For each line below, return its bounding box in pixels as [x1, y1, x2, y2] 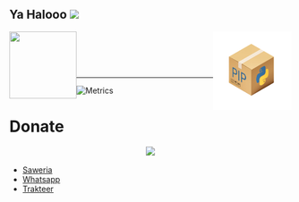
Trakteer [21, 183, 54, 194]
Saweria [21, 164, 53, 175]
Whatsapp [21, 173, 61, 184]
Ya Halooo [9, 7, 67, 22]
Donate [9, 116, 64, 137]
